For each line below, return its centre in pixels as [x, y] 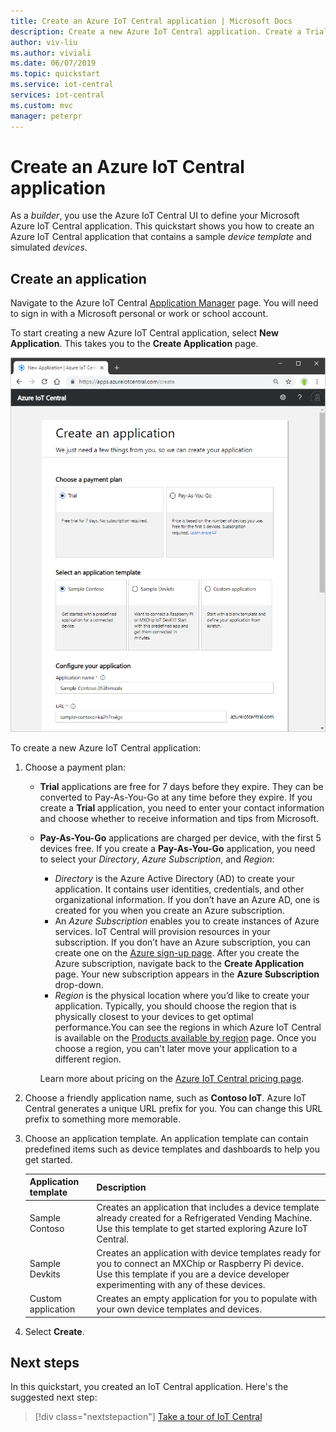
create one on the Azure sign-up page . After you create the [177, 952]
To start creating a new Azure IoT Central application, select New [144, 333]
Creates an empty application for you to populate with [207, 1298]
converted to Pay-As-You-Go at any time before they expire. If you [176, 797]
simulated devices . [49, 247]
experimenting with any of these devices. [181, 1284]
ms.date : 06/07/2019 [53, 63]
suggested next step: [54, 1397]
